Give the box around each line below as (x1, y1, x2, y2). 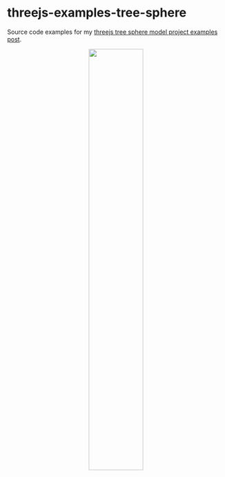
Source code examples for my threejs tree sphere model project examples (7, 28, 218, 36)
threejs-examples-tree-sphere (7, 5, 187, 21)
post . (7, 35, 22, 43)
